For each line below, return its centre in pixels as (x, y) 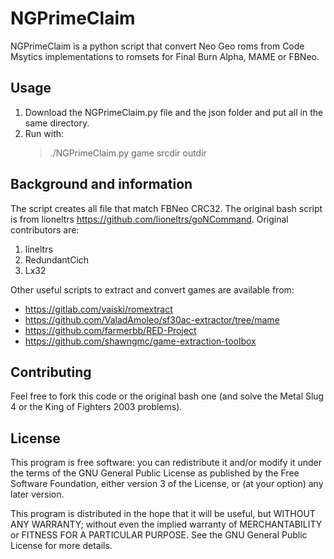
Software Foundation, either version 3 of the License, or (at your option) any (167, 484)
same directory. (57, 123)
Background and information (101, 184)
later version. (37, 494)
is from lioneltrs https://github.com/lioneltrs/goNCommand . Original (149, 219)
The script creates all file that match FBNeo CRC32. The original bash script (166, 208)
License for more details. (61, 546)
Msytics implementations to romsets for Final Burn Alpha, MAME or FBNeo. (165, 56)
